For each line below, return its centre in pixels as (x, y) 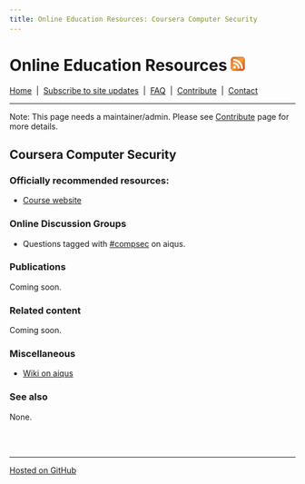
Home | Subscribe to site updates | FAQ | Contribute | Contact (134, 90)
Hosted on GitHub (43, 470)
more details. (34, 126)
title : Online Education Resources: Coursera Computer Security (133, 19)
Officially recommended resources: (89, 180)
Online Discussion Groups (68, 224)
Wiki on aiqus (48, 373)
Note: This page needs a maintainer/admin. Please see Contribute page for (149, 116)
